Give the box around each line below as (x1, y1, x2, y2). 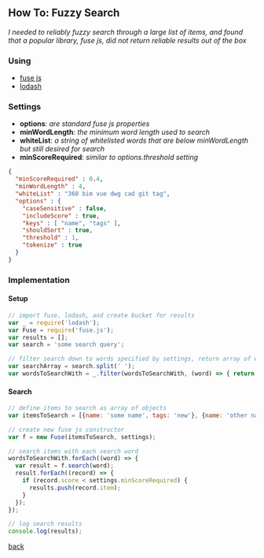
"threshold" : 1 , (22, 234, 79, 242)
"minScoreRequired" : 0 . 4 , (15, 175, 104, 184)
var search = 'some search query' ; (8, 340, 125, 349)
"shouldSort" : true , (22, 226, 93, 235)
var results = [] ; (8, 333, 68, 341)
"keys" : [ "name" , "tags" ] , (22, 219, 122, 227)
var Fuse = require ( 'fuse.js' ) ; (8, 326, 114, 334)
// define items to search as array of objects (8, 404, 167, 412)
